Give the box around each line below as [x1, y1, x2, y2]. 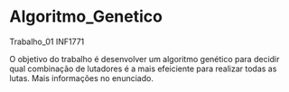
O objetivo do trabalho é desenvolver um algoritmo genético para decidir [9, 53, 280, 64]
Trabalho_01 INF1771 [9, 36, 85, 47]
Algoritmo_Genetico [9, 6, 163, 27]
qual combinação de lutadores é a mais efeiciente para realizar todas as [9, 63, 277, 74]
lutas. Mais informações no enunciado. [9, 72, 154, 83]
